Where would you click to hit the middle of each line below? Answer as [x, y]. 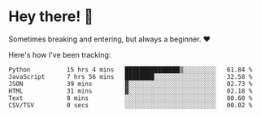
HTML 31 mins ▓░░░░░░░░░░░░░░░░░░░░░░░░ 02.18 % [130, 91]
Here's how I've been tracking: [60, 54]
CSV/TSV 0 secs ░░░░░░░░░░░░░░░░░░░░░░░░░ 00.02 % [130, 105]
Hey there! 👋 [51, 17]
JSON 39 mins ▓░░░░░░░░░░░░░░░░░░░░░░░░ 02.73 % [130, 84]
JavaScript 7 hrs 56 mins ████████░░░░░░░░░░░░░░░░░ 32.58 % [130, 76]
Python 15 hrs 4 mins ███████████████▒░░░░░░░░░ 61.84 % [130, 69]
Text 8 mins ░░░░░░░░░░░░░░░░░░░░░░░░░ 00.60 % [130, 98]
